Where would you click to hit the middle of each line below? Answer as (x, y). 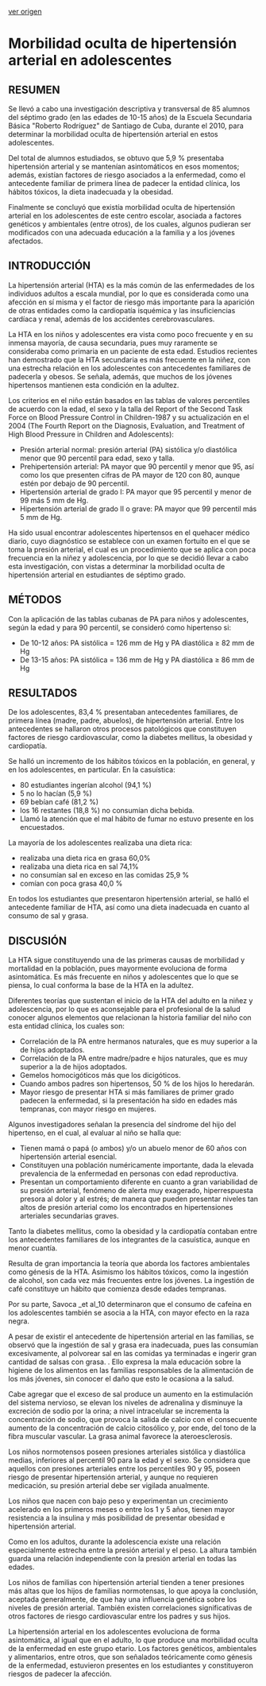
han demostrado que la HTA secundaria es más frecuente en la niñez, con (129, 359)
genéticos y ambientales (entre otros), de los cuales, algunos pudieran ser (130, 224)
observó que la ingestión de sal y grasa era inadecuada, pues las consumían (133, 1345)
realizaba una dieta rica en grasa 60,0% (85, 859)
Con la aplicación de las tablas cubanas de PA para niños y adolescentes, (128, 618)
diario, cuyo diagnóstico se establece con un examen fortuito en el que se (129, 541)
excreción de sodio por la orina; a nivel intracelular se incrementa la (119, 1411)
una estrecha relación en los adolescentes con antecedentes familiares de (130, 368)
